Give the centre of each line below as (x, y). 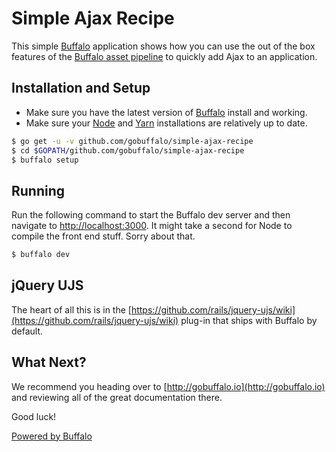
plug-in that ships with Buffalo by (249, 320)
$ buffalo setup (45, 160)
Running (38, 190)
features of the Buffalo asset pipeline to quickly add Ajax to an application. (164, 56)
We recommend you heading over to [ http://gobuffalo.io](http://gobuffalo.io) (168, 386)
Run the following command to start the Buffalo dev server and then (151, 215)
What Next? (49, 362)
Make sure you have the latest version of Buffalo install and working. (166, 112)
